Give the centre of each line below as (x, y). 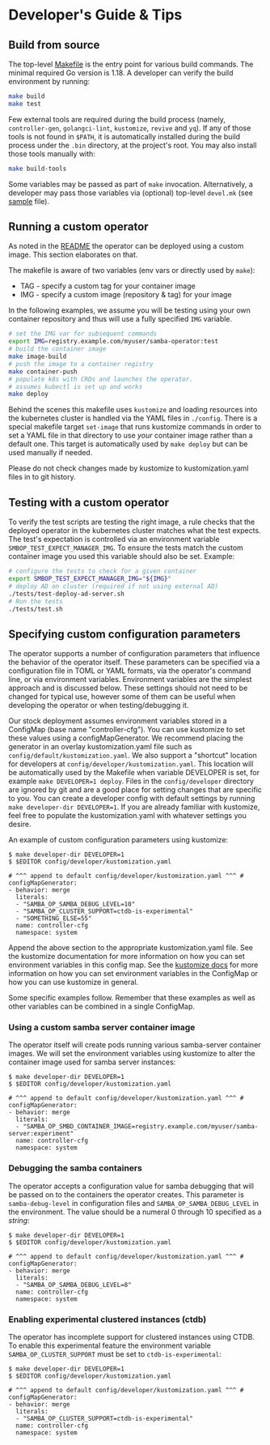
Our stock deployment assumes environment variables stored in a (118, 721)
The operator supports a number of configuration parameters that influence (134, 654)
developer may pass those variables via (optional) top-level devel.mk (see (131, 193)
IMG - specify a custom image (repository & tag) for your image (126, 295)
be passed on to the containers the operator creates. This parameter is (126, 1194)
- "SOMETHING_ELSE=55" (54, 919)
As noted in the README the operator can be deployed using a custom (126, 246)
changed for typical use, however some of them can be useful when (122, 697)
